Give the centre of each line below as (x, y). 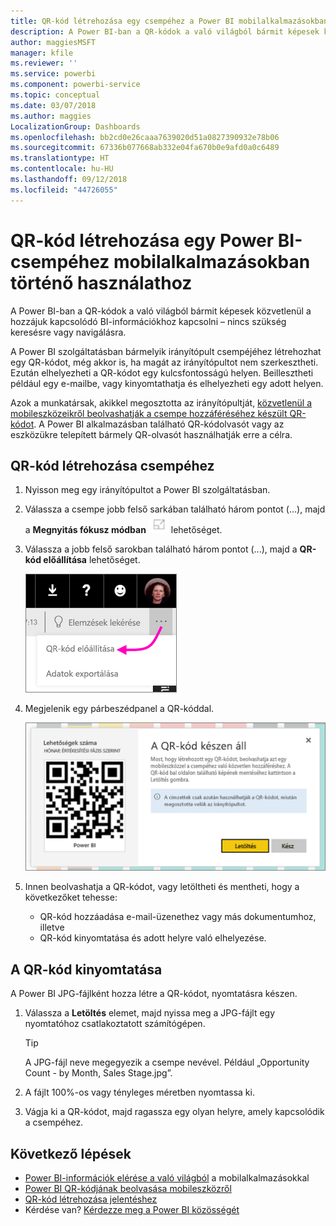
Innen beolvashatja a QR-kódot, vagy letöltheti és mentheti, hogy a (162, 887)
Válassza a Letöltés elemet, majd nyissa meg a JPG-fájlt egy (150, 1013)
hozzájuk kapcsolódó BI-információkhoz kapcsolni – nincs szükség (148, 321)
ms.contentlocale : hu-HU (62, 169)
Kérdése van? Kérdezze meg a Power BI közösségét (132, 1210)
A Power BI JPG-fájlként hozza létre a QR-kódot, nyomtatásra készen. (154, 994)
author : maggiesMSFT (53, 42)
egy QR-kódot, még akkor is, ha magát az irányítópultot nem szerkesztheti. (164, 362)
